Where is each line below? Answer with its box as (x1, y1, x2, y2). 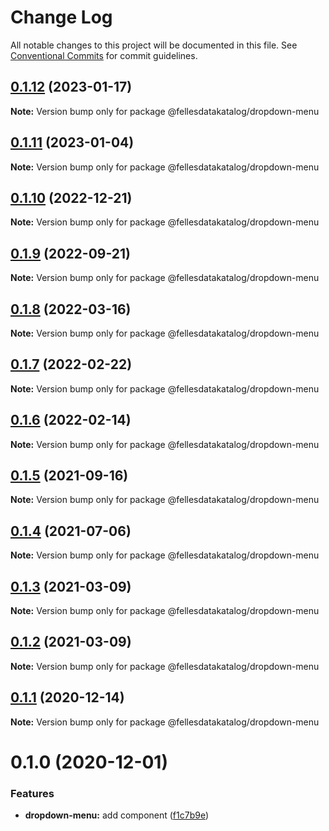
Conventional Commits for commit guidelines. (10, 49, 198, 61)
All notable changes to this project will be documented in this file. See (10, 39, 298, 51)
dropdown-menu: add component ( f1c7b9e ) (24, 809, 210, 821)
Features (10, 786, 55, 800)
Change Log (10, 6, 113, 29)
